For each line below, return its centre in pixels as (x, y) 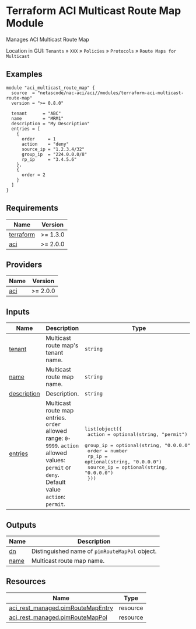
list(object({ (103, 429)
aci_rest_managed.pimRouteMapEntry (61, 608)
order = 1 (39, 139)
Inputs (18, 312)
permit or (58, 468)
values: (56, 460)
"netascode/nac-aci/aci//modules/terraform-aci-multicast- (110, 93)
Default (56, 482)
